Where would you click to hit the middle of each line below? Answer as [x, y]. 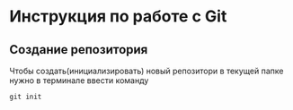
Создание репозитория [79, 50]
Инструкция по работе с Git [118, 17]
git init [26, 97]
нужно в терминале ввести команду [79, 80]
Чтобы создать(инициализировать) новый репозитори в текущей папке [146, 71]
